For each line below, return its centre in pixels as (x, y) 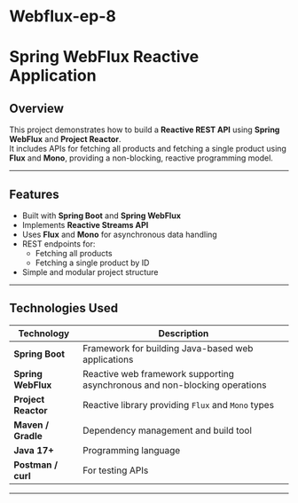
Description (184, 333)
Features (34, 194)
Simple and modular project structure (90, 272)
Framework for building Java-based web (168, 348)
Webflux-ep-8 (63, 16)
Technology (44, 333)
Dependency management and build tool (168, 430)
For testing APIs (116, 470)
